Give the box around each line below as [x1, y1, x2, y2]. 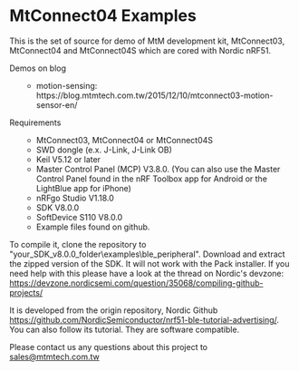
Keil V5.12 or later [35, 153, 101, 164]
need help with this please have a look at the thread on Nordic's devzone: [9, 268, 284, 278]
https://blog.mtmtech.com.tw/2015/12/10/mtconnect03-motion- [35, 90, 274, 101]
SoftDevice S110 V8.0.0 [35, 211, 123, 222]
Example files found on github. [35, 221, 150, 232]
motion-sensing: [35, 80, 98, 91]
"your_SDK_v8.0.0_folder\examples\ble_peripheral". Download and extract [9, 249, 285, 259]
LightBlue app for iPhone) [35, 182, 131, 193]
